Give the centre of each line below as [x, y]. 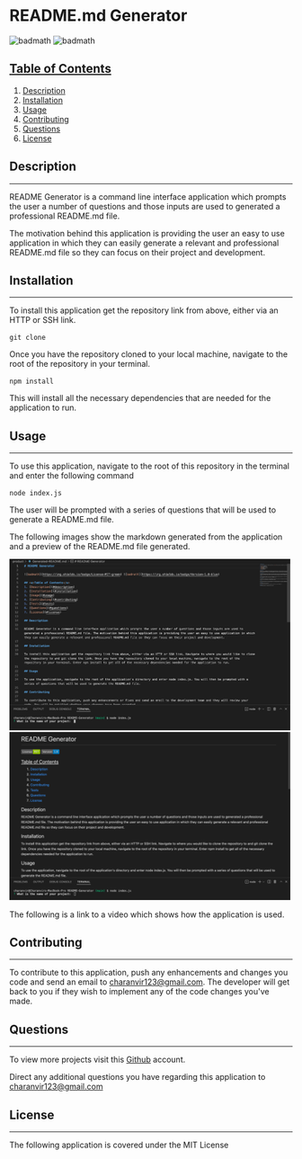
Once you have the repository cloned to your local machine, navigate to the [149, 354]
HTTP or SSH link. [43, 320]
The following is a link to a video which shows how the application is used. [147, 914]
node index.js [36, 494]
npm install [31, 382]
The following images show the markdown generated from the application [146, 537]
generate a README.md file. [62, 520]
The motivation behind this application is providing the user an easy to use [147, 233]
